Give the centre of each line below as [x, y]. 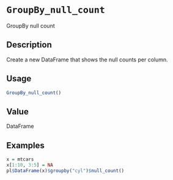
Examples [25, 145]
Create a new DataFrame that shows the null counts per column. [87, 60]
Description [29, 45]
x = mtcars [20, 159]
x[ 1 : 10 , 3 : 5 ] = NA [30, 165]
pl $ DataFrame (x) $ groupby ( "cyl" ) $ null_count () [65, 171]
